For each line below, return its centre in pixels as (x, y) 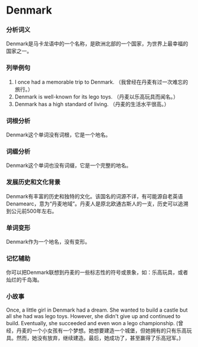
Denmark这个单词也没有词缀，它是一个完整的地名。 (69, 165)
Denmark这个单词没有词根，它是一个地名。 (58, 135)
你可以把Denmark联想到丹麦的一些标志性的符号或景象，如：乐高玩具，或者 (97, 273)
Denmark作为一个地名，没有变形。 (48, 241)
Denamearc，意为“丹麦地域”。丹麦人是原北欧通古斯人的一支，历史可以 (92, 204)
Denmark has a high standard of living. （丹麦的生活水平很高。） (92, 104)
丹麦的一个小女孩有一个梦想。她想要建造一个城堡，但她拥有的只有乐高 (101, 330)
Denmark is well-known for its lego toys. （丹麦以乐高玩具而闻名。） (96, 96)
